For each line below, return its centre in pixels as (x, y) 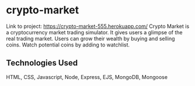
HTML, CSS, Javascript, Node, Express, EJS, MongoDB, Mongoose (87, 77)
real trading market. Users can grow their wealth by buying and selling (90, 38)
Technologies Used (42, 63)
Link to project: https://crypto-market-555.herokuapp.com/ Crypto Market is (98, 26)
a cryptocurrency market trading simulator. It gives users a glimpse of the (94, 32)
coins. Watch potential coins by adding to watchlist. (68, 45)
